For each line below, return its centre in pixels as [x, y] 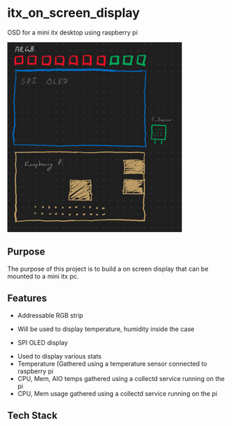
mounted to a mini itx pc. [43, 276]
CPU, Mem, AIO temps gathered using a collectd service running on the [121, 378]
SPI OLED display [43, 342]
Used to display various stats [59, 356]
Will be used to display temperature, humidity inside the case [106, 329]
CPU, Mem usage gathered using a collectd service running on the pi [117, 393]
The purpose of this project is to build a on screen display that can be [108, 269]
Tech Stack [32, 415]
